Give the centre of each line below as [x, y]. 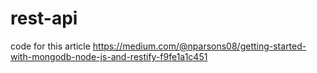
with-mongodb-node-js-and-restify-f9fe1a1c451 [109, 56]
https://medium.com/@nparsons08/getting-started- [199, 46]
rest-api [44, 18]
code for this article [50, 46]
